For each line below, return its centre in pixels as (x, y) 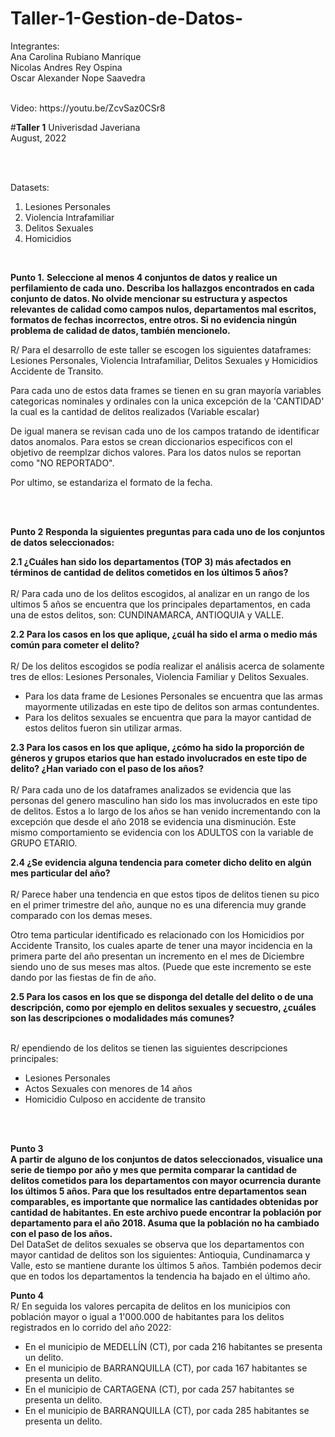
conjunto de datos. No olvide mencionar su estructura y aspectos (149, 298)
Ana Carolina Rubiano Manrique (76, 56)
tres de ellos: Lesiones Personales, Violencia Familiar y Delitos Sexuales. (159, 676)
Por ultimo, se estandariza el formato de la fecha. (111, 482)
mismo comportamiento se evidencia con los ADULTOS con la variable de (162, 832)
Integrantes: (35, 46)
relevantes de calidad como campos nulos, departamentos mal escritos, (163, 309)
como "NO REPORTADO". (62, 463)
